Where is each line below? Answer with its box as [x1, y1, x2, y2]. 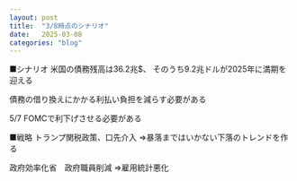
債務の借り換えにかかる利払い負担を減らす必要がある [9, 94, 207, 105]
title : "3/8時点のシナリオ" [9, 22, 110, 30]
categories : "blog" [9, 38, 83, 47]
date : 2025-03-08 [9, 30, 83, 39]
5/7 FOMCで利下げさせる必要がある [9, 113, 142, 124]
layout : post [9, 13, 58, 22]
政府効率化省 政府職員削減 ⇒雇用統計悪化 [9, 162, 169, 173]
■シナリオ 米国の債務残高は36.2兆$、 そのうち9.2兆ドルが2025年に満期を [9, 64, 287, 74]
